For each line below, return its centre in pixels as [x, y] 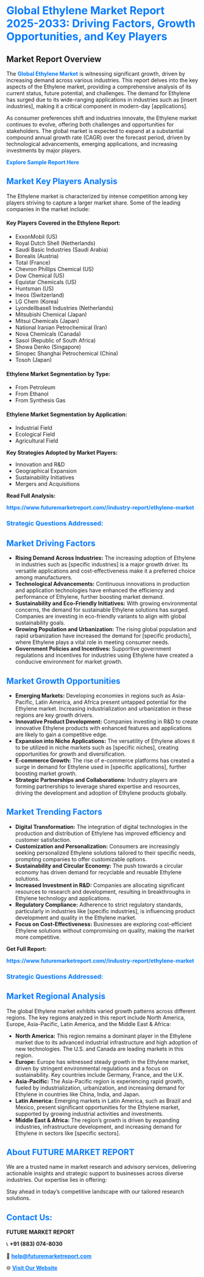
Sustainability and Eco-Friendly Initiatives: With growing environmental [106, 603]
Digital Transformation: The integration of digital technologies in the [101, 827]
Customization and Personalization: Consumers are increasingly [97, 846]
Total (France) [33, 262]
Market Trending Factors [54, 812]
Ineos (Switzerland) [40, 295]
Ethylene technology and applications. [63, 898]
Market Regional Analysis [56, 997]
